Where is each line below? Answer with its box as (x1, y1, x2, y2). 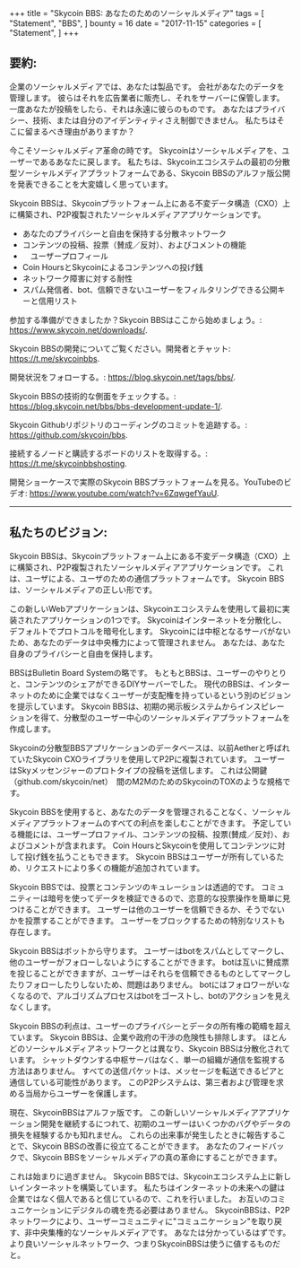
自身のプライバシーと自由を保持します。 (9, 648, 159, 659)
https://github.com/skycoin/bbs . (9, 429, 128, 440)
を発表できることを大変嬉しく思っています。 (9, 179, 173, 189)
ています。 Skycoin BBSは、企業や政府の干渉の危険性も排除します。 (9, 1031, 262, 1043)
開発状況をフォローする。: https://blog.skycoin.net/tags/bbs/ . (9, 372, 236, 382)
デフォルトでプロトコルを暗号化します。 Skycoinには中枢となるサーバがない (9, 625, 291, 636)
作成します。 (9, 723, 56, 734)
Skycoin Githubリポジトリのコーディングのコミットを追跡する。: (9, 419, 248, 430)
